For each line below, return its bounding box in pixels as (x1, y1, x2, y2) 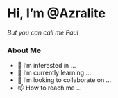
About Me (7, 46, 42, 55)
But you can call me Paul (7, 28, 78, 37)
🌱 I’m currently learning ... (17, 68, 92, 77)
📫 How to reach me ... (17, 84, 82, 92)
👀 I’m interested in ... (17, 61, 76, 70)
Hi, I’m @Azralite (7, 6, 106, 21)
